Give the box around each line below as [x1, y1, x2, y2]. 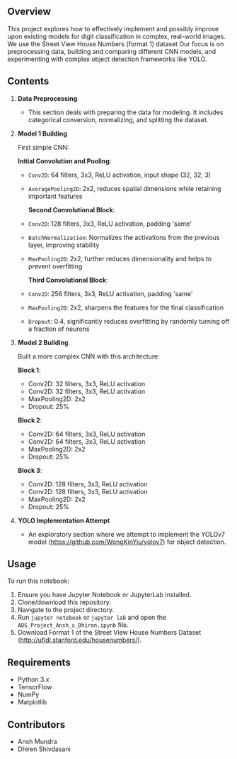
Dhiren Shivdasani [17, 745, 71, 753]
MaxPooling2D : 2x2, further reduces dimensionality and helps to [28, 254, 212, 263]
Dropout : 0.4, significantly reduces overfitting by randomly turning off [28, 317, 230, 325]
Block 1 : [17, 366, 41, 374]
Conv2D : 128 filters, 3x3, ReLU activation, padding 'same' [28, 219, 192, 228]
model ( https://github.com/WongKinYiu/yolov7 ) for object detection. [28, 537, 226, 546]
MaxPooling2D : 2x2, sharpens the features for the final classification [28, 303, 224, 312]
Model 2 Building [17, 338, 69, 346]
